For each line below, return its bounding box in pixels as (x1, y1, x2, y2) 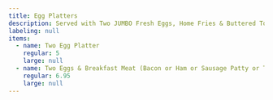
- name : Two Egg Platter (15, 42, 100, 50)
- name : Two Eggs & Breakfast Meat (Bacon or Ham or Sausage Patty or (15, 65, 260, 73)
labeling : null (8, 27, 60, 35)
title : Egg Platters (8, 11, 79, 20)
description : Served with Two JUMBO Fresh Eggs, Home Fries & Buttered (8, 19, 256, 27)
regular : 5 (23, 49, 60, 57)
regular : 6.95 (23, 72, 71, 80)
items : (8, 34, 31, 43)
